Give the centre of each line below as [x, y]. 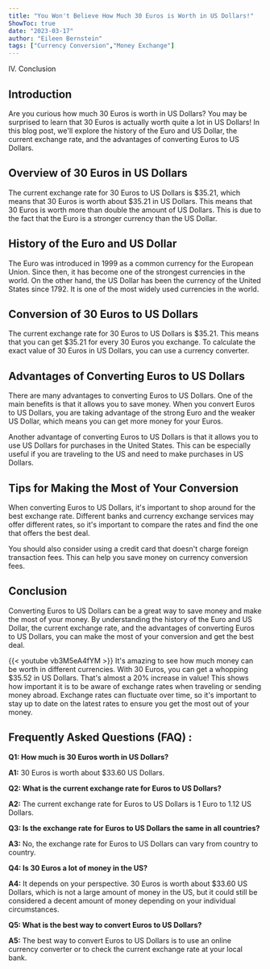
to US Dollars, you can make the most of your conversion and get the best [131, 636]
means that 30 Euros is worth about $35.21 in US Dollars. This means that [131, 201]
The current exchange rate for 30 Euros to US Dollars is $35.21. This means [134, 334]
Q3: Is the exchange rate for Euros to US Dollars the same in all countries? [134, 828]
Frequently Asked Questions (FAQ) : [100, 738]
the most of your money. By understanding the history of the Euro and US [130, 619]
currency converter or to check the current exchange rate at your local [126, 949]
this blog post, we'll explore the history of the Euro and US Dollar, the [123, 131]
